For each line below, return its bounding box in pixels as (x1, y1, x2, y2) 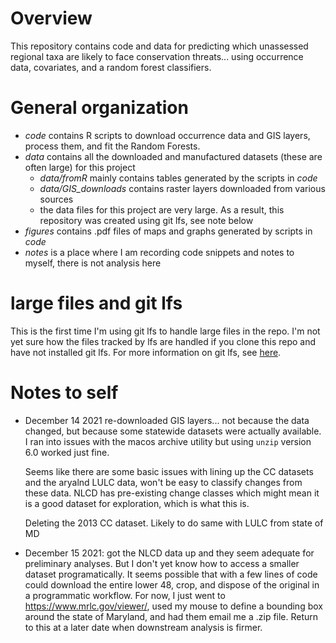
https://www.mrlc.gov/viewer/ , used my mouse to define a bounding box (24, 600, 323, 612)
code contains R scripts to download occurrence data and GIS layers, (24, 129, 311, 141)
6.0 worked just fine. (24, 446, 110, 458)
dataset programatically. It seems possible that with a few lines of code (24, 568, 318, 580)
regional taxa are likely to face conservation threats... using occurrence (10, 50, 304, 62)
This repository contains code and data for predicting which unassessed (10, 40, 309, 52)
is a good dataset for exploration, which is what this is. (24, 497, 250, 509)
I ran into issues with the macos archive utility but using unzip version (24, 435, 312, 447)
